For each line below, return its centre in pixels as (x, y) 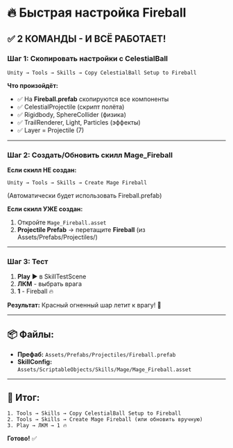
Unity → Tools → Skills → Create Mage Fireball (77, 183)
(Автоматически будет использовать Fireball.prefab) (85, 196)
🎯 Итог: (24, 397)
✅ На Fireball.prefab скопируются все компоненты (93, 99)
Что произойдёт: (33, 85)
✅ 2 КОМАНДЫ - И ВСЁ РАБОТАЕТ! (87, 38)
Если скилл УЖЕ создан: (45, 209)
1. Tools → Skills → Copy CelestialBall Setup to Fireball (94, 413)
